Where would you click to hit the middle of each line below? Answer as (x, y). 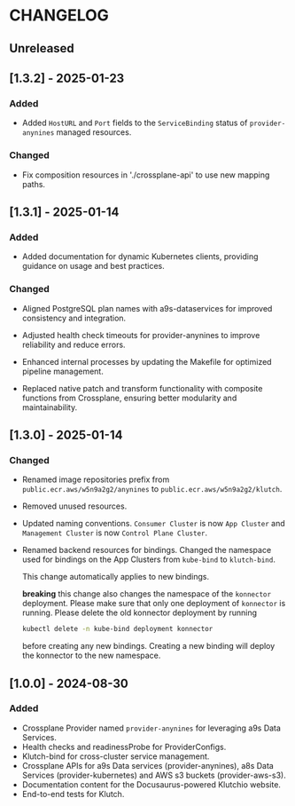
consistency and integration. (74, 318)
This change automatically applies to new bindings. (116, 577)
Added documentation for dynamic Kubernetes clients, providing (140, 257)
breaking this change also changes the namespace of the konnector (147, 594)
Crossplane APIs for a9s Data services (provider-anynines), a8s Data (148, 765)
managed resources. (94, 132)
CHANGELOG (59, 16)
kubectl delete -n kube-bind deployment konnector (117, 629)
